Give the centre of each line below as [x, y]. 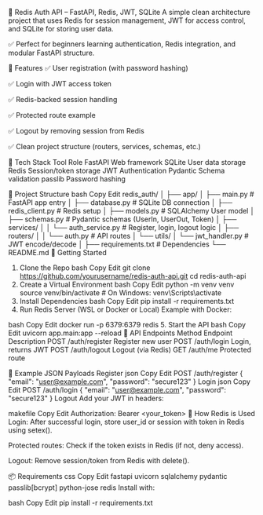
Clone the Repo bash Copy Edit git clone [85, 268]
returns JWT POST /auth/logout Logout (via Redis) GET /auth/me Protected [130, 350]
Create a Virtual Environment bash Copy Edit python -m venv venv [127, 284]
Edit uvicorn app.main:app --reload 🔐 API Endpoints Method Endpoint [121, 333]
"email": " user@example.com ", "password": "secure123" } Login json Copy [130, 382]
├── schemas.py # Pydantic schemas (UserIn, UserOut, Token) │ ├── [122, 219]
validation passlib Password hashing [67, 179]
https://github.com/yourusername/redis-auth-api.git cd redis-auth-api [133, 276]
